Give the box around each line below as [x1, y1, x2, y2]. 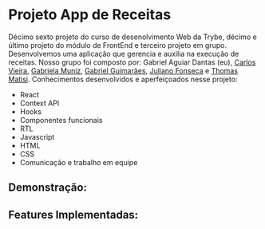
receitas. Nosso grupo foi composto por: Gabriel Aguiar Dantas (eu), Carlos [8, 57, 256, 67]
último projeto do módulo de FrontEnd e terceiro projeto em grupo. [8, 40, 227, 49]
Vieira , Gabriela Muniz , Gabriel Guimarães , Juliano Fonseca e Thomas [8, 65, 238, 75]
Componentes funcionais [19, 115, 103, 124]
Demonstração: [8, 181, 88, 195]
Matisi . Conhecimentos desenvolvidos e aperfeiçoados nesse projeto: [8, 74, 238, 84]
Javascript [19, 132, 55, 141]
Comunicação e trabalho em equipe [19, 157, 138, 167]
